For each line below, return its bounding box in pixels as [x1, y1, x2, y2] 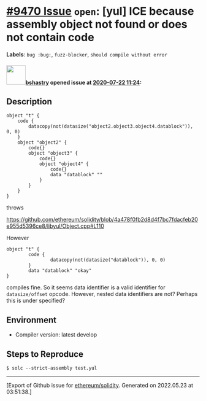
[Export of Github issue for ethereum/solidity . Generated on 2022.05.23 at [6, 381, 194, 389]
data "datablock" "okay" [28, 268, 92, 274]
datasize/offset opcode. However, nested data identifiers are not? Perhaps [6, 290, 198, 298]
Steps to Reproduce [6, 349, 84, 359]
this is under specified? [6, 297, 66, 305]
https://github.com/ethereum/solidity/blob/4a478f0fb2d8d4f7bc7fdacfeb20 [6, 216, 198, 224]
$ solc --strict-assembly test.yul [6, 365, 97, 371]
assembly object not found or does [6, 17, 188, 31]
